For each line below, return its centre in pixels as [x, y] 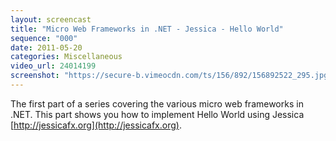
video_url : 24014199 [53, 66]
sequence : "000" [44, 38]
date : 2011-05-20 [46, 47]
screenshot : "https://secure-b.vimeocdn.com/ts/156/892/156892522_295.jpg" [171, 76]
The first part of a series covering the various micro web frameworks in [157, 103]
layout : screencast [51, 19]
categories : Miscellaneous [66, 57]
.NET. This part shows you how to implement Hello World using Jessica [157, 114]
